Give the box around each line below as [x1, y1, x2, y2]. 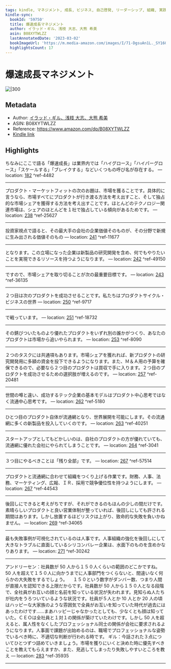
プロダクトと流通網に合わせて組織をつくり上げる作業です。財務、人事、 [5, 474, 157, 480]
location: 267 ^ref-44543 [5, 485, 58, 491]
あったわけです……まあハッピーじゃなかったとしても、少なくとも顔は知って [5, 608, 164, 615]
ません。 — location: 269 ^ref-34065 [5, 520, 83, 526]
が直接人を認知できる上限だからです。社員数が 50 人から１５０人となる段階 [5, 583, 164, 589]
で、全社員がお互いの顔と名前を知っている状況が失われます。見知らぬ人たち [5, 589, 165, 595]
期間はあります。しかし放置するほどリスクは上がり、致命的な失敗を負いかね [5, 513, 165, 519]
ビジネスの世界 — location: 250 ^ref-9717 [5, 299, 92, 305]
